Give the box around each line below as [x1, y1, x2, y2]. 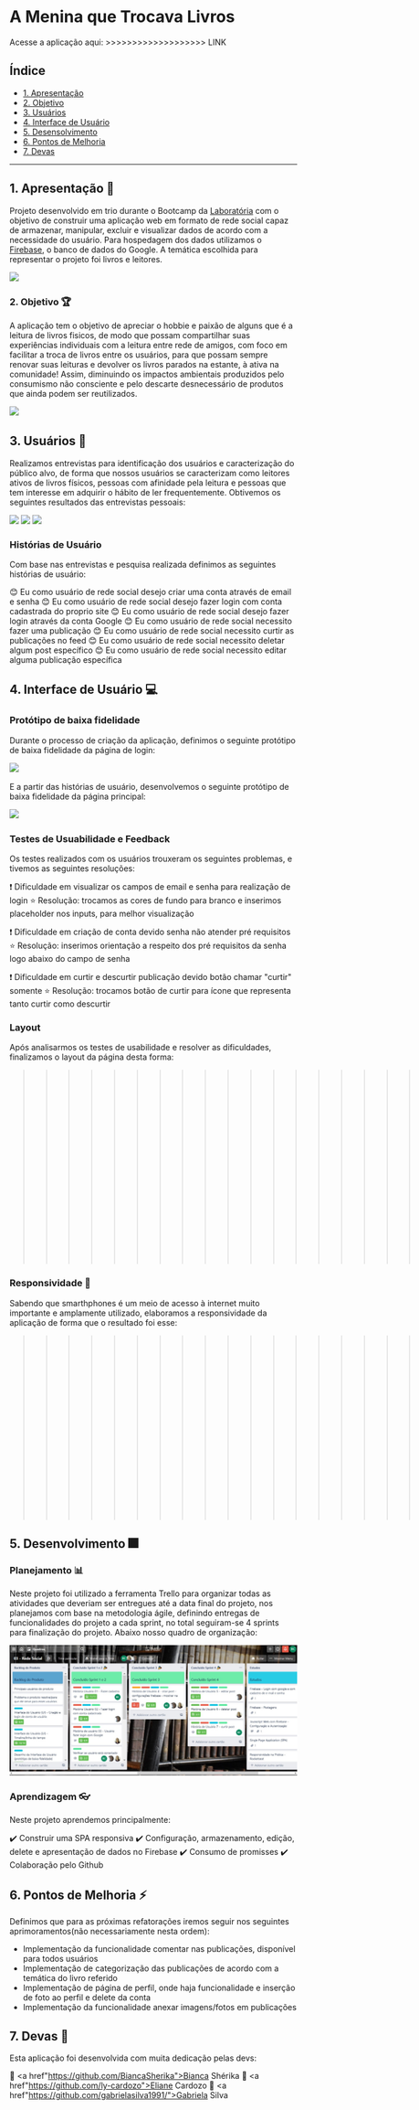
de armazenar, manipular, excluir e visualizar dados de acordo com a [9, 224, 268, 235]
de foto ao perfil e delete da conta [22, 1992, 152, 2003]
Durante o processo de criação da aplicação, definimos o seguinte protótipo [9, 734, 297, 746]
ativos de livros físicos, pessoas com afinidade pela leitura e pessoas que [9, 477, 287, 488]
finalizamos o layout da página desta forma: [9, 1051, 174, 1062]
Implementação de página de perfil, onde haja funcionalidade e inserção [22, 1982, 296, 1994]
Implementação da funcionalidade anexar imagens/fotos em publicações [22, 2002, 297, 2013]
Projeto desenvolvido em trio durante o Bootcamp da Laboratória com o [9, 205, 279, 216]
